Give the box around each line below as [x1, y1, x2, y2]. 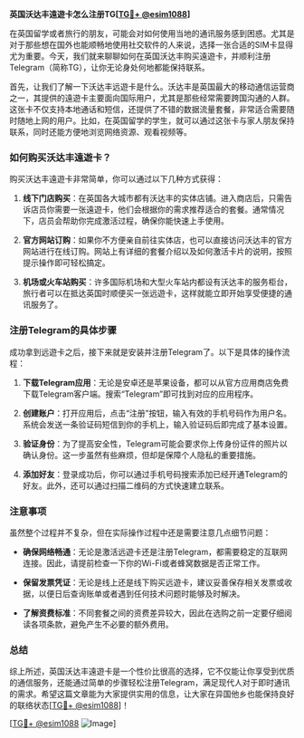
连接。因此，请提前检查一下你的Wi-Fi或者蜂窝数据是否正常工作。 [22, 557, 265, 569]
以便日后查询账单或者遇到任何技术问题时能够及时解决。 [38, 588, 245, 599]
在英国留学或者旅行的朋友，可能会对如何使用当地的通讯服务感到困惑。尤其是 [9, 28, 295, 39]
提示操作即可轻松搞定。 [22, 257, 110, 268]
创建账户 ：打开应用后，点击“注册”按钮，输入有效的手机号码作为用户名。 [22, 407, 292, 418]
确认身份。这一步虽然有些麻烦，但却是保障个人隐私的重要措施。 [22, 449, 261, 460]
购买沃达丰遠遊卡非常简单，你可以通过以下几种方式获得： [9, 174, 223, 185]
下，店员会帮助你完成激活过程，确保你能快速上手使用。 [22, 216, 229, 226]
